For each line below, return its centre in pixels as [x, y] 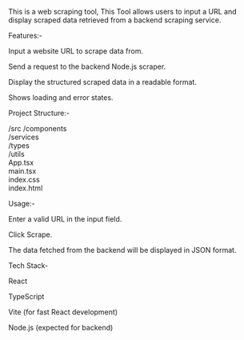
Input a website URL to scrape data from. [76, 51]
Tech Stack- [28, 266]
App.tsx [21, 162]
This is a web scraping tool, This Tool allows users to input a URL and [122, 12]
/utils [17, 154]
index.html [26, 188]
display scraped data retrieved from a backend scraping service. [115, 20]
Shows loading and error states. [61, 98]
